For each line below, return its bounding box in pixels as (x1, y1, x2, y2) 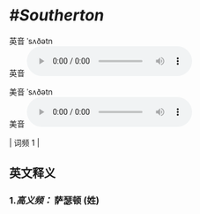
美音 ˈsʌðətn (9, 86, 53, 97)
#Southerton (9, 5, 105, 26)
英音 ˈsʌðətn (9, 35, 53, 46)
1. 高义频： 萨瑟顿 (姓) (9, 195, 100, 207)
